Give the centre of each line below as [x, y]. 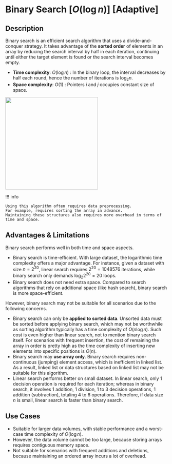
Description [24, 28]
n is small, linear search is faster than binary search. [68, 400]
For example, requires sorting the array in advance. [64, 210]
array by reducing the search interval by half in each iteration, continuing [82, 52]
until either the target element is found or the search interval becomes [79, 57]
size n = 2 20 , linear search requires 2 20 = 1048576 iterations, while [84, 269]
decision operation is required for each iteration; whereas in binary [83, 384]
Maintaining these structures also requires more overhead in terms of [83, 215]
